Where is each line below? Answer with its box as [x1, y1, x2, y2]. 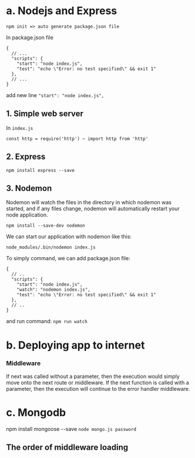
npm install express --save [6, 167, 75, 173]
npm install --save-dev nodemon [6, 223, 85, 229]
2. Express [6, 152, 46, 162]
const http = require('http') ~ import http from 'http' [6, 135, 149, 142]
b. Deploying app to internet [6, 338, 145, 351]
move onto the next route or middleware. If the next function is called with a [6, 379, 189, 386]
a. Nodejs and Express [6, 4, 117, 18]
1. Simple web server [6, 109, 84, 119]
